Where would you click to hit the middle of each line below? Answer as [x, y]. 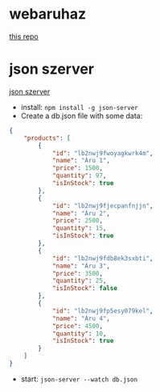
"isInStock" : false [84, 289]
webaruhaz [48, 14]
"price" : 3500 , [78, 273]
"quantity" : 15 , [79, 228]
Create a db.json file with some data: [82, 116]
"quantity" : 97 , [79, 176]
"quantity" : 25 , [79, 281]
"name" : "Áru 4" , [81, 318]
